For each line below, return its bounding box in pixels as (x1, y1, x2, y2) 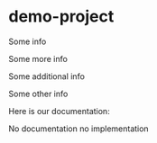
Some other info (8, 88, 69, 99)
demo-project (8, 6, 115, 27)
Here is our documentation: (8, 105, 110, 116)
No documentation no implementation (8, 123, 150, 134)
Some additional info (8, 70, 85, 82)
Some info (8, 36, 47, 47)
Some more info (8, 53, 69, 64)
